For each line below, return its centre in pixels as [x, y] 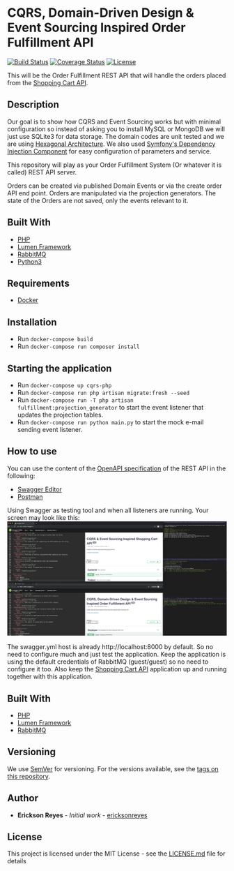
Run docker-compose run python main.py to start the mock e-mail [110, 422]
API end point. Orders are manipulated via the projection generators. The [111, 193]
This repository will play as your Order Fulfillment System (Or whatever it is [115, 165]
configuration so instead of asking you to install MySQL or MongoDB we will [116, 129]
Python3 [29, 261]
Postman [30, 496]
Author [23, 798]
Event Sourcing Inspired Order [96, 28]
